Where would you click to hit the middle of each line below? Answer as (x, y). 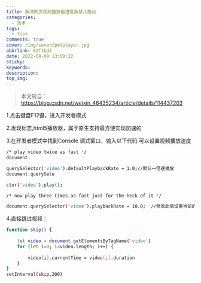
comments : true (25, 39)
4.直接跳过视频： (27, 218)
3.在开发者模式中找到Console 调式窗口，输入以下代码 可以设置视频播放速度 (99, 141)
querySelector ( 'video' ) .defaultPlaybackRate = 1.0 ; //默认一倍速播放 (90, 168)
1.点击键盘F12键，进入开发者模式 (46, 115)
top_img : (17, 78)
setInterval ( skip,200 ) (34, 275)
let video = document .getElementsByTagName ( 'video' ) (84, 241)
